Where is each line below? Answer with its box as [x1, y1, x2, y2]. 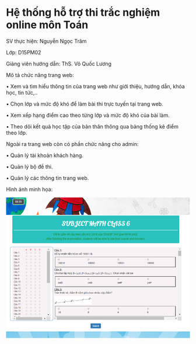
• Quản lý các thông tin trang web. [6, 174, 89, 181]
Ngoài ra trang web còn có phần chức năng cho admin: [6, 140, 139, 147]
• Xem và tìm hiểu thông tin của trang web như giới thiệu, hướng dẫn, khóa [6, 82, 185, 90]
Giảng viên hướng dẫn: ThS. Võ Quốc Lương [6, 60, 112, 67]
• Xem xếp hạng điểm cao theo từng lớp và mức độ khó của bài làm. [6, 112, 170, 119]
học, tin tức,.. [6, 89, 38, 96]
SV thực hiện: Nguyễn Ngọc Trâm [6, 37, 87, 44]
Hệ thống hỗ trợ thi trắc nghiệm [6, 6, 160, 19]
